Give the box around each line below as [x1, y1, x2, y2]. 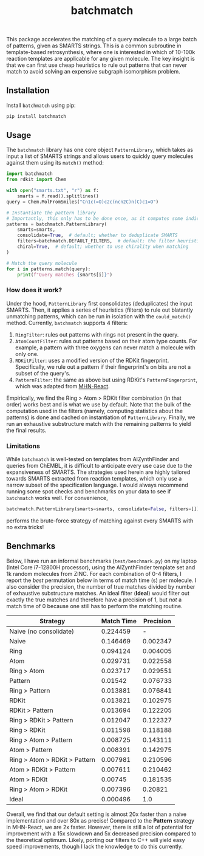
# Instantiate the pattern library [6, 210, 97, 216]
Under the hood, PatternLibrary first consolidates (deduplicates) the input [6, 300, 192, 307]
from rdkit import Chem [6, 177, 67, 183]
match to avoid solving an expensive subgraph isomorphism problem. [6, 67, 180, 75]
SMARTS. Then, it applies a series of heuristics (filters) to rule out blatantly [6, 306, 193, 313]
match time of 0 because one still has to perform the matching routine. [6, 602, 183, 609]
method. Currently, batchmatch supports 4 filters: [6, 319, 128, 326]
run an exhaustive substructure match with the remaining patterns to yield [6, 420, 191, 427]
